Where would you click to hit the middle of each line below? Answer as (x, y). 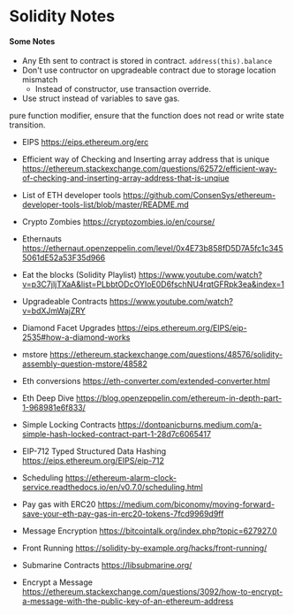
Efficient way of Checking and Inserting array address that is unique (146, 159)
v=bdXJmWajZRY (53, 311)
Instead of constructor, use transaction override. (123, 89)
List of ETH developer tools (72, 196)
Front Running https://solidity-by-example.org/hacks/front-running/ (144, 548)
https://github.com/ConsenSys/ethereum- (200, 196)
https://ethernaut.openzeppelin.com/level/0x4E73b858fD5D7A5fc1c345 (153, 249)
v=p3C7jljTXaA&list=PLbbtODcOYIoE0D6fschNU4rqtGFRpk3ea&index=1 (153, 284)
